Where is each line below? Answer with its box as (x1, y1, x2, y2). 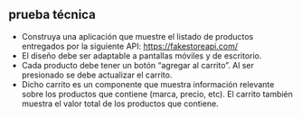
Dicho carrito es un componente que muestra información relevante (21, 78, 275, 89)
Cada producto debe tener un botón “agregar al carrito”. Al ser (21, 59, 255, 70)
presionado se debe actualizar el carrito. (21, 69, 173, 80)
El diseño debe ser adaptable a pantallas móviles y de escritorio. (21, 50, 262, 61)
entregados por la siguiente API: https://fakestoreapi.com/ (21, 41, 239, 51)
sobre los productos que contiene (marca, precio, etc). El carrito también (21, 88, 293, 99)
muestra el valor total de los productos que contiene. (21, 98, 219, 109)
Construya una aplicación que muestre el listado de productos (21, 31, 254, 41)
